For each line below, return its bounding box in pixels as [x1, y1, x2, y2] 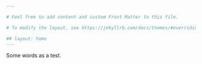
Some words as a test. [6, 52, 61, 59]
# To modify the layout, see [6, 25, 79, 31]
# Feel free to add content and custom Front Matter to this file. [6, 14, 179, 20]
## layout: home [6, 35, 47, 42]
